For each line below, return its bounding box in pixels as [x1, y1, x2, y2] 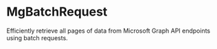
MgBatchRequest [6, 4, 108, 20]
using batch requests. [6, 33, 68, 42]
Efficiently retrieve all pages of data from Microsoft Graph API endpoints [6, 27, 211, 35]
